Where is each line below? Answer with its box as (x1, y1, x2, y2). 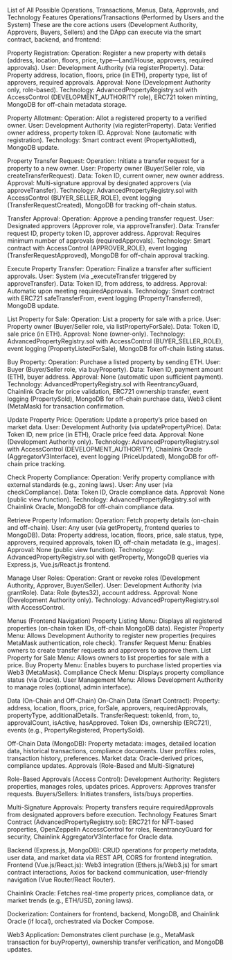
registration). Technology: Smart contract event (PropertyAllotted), (7, 136, 197, 144)
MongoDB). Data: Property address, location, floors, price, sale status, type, (7, 531, 224, 539)
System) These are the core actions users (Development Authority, (7, 21, 198, 28)
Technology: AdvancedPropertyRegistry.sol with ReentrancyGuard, (7, 380, 199, 388)
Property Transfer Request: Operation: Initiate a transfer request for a (7, 157, 204, 165)
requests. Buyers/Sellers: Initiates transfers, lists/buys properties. (7, 790, 194, 798)
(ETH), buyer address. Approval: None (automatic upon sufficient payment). (7, 372, 224, 381)
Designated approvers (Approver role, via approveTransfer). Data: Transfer (7, 222, 220, 230)
